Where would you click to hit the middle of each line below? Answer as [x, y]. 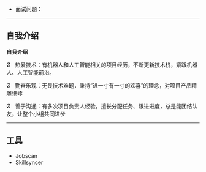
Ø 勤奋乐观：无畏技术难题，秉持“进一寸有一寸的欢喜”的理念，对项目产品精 [102, 85]
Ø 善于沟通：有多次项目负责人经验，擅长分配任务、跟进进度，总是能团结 [99, 106]
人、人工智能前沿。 [31, 72]
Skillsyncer [29, 162]
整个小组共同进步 [44, 114]
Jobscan [26, 155]
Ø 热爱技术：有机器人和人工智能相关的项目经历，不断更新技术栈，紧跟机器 [102, 65]
